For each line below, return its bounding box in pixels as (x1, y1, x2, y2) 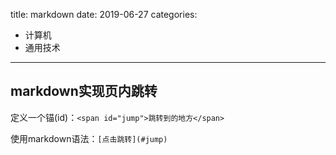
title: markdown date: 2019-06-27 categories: (10, 9, 198, 20)
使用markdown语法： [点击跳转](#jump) (10, 132, 168, 144)
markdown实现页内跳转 (10, 83, 158, 100)
